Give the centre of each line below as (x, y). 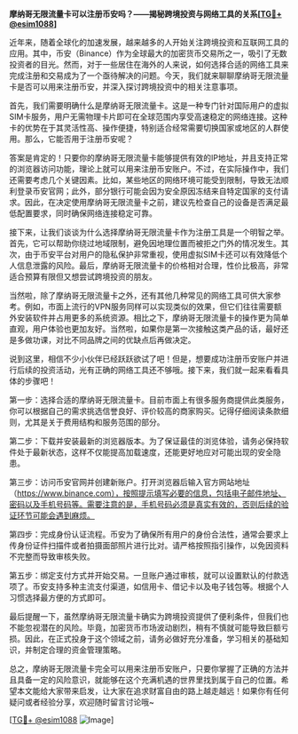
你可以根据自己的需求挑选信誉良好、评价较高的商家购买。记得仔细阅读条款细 (149, 411)
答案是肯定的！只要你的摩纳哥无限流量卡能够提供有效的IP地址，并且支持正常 (149, 158)
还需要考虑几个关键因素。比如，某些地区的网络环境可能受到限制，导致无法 (145, 180)
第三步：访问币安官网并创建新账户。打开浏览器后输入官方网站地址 (129, 482)
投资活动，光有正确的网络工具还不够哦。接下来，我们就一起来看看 (160, 370)
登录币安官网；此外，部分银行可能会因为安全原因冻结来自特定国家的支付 (149, 191)
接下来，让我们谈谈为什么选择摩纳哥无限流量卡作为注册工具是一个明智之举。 (149, 232)
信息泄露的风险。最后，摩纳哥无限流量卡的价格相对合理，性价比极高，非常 (153, 265)
